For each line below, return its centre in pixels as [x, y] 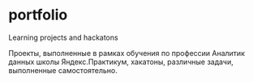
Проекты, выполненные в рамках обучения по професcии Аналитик [127, 53]
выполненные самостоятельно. [63, 70]
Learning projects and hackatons [64, 37]
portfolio [38, 15]
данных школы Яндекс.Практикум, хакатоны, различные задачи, [121, 62]
